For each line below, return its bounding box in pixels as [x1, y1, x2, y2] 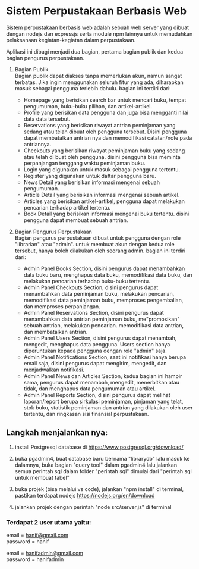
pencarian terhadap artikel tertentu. [23, 204, 111, 211]
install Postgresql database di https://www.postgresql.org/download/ [14, 443, 184, 451]
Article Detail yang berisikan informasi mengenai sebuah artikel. [23, 191, 180, 198]
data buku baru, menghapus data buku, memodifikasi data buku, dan [23, 271, 192, 278]
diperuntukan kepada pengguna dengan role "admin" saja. [23, 347, 168, 354]
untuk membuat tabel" [14, 474, 70, 481]
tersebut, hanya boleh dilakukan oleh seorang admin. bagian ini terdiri [14, 247, 186, 254]
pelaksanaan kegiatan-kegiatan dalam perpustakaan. [6, 36, 136, 43]
